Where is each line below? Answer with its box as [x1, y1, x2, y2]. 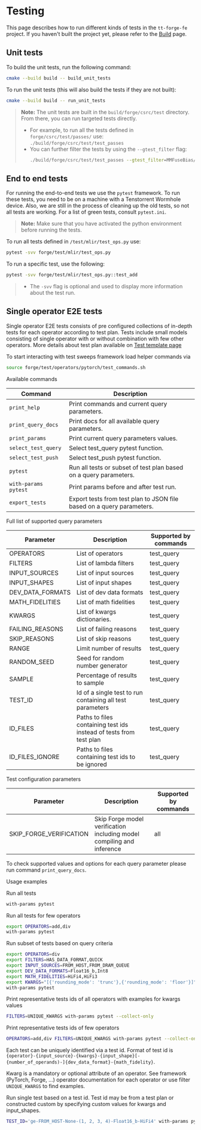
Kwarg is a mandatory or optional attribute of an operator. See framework [6, 1070, 187, 1077]
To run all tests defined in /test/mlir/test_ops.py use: [6, 238, 141, 245]
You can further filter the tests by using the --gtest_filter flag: [29, 145, 187, 153]
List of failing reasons [77, 625, 137, 633]
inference [94, 845, 121, 853]
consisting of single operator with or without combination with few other [6, 335, 184, 342]
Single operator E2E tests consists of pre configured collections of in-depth [6, 322, 193, 330]
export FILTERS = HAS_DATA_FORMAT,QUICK [6, 957, 103, 963]
